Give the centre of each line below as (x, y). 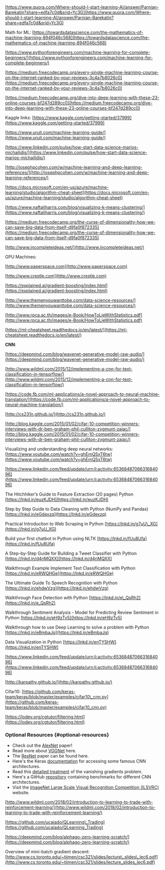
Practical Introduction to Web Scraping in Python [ (56, 524)
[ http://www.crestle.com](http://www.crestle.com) (56, 276)
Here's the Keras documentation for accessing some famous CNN (79, 761)
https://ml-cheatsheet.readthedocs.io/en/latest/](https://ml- (67, 330)
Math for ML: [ (20, 32)
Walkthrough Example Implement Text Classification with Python (70, 568)
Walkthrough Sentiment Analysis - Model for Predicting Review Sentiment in (82, 612)
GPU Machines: (21, 257)
